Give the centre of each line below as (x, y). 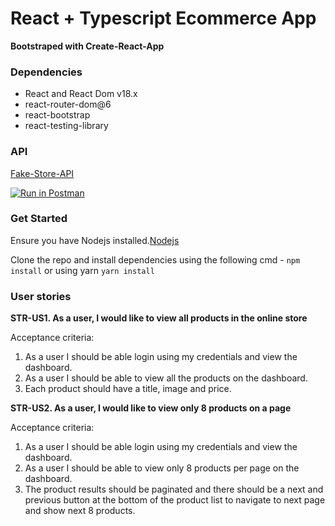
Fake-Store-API (42, 173)
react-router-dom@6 (68, 104)
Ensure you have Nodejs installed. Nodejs (95, 240)
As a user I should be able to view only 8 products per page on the (162, 468)
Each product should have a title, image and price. (128, 389)
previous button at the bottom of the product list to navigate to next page (175, 500)
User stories (41, 296)
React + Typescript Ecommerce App (163, 18)
